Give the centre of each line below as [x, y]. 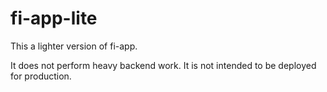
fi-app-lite [54, 18]
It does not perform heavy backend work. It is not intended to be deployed [163, 65]
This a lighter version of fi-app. [74, 46]
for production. [41, 76]
